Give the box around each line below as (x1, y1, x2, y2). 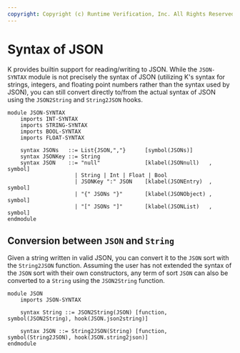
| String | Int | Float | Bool (74, 171, 168, 179)
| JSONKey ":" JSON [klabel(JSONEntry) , (74, 178, 213, 185)
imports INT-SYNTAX (20, 115, 79, 122)
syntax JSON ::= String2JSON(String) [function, (20, 328, 168, 335)
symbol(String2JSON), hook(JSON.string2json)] (7, 334, 149, 342)
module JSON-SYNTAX (7, 109, 66, 116)
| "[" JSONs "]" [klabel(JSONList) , (74, 203, 213, 210)
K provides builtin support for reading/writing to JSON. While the (7, 65, 198, 74)
